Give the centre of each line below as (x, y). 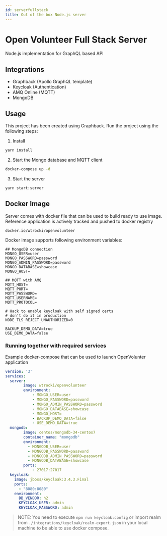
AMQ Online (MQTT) (34, 92)
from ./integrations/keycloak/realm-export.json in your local (82, 523)
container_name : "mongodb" (52, 437)
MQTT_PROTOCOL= (21, 302)
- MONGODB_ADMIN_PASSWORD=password (65, 456)
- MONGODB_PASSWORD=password (58, 451)
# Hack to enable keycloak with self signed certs (59, 311)
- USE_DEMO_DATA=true (55, 423)
